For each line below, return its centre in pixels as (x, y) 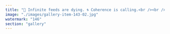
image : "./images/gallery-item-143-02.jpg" (52, 14)
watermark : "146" (24, 19)
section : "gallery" (26, 24)
